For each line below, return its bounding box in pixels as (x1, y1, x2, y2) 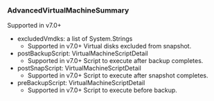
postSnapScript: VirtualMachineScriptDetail (17, 64, 142, 73)
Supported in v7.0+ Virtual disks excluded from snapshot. (27, 42, 192, 50)
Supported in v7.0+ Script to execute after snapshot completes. (27, 71, 209, 80)
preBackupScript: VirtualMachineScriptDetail (17, 79, 145, 87)
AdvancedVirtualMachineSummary (7, 6, 130, 15)
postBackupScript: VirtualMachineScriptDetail (17, 49, 148, 57)
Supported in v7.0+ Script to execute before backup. (27, 86, 178, 95)
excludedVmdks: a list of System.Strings (17, 35, 133, 43)
